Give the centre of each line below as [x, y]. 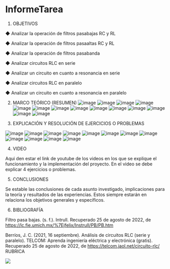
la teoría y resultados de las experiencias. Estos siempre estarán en [76, 194]
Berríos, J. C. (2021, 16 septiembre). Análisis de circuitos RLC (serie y [78, 235]
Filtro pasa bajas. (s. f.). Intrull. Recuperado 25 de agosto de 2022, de [78, 219]
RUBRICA [15, 251]
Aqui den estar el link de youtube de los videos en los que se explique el [81, 158]
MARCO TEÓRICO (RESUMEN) [45, 103]
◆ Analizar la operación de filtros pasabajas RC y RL [61, 33]
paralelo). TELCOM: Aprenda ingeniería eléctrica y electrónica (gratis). [79, 240]
